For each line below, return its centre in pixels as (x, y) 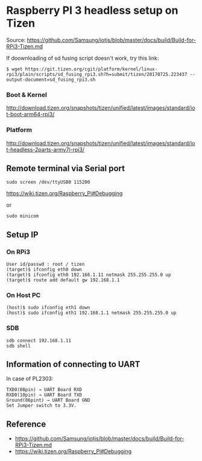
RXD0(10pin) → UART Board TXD (44, 395)
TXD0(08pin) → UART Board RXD (44, 390)
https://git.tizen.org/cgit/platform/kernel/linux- (91, 69)
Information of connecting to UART (73, 364)
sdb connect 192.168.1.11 (39, 340)
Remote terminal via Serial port (66, 168)
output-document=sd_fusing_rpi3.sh (51, 80)
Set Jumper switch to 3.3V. (42, 406)
